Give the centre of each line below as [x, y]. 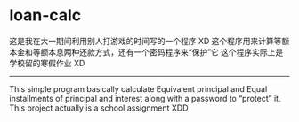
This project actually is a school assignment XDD [99, 108]
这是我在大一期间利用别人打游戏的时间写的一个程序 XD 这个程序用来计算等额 [149, 41]
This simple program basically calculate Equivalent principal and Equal [138, 88]
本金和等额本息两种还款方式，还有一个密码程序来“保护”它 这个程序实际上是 [146, 52]
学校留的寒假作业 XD [47, 63]
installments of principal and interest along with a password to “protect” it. [145, 98]
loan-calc [45, 15]
